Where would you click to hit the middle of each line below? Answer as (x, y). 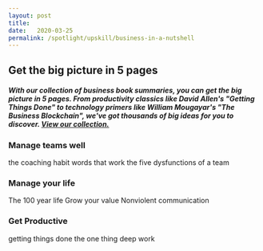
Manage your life (42, 182)
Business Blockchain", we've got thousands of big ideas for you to (121, 116)
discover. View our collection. (59, 124)
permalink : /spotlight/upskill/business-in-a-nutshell (102, 38)
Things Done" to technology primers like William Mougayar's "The (122, 108)
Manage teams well (47, 145)
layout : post (30, 16)
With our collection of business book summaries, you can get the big (125, 90)
